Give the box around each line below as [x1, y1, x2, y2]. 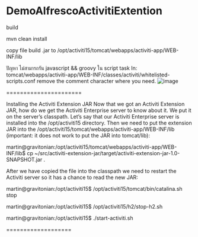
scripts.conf [6, 77, 36, 84]
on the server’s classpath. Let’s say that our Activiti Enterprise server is [6, 113, 180, 120]
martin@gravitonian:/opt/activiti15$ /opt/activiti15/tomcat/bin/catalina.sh [6, 185, 183, 192]
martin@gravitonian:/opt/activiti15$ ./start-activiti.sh [6, 214, 133, 222]
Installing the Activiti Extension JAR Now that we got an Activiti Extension [6, 100, 185, 107]
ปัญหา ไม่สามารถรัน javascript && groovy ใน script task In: [6, 64, 138, 72]
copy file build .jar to [6, 46, 56, 54]
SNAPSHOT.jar [6, 156, 43, 163]
